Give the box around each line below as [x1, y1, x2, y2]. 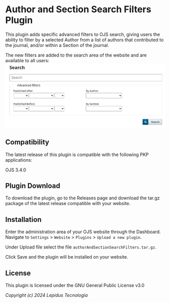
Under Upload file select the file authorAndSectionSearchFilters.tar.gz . [5, 244, 157, 250]
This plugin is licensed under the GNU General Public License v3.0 [5, 282, 145, 288]
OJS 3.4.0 [5, 167, 26, 173]
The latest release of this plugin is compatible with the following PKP [5, 151, 149, 158]
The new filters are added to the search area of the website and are [5, 52, 147, 58]
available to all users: [5, 57, 49, 63]
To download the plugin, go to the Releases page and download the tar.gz [5, 195, 160, 201]
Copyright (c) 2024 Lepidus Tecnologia [5, 292, 88, 298]
